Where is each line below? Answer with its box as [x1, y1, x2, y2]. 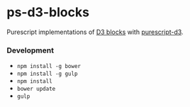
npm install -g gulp [16, 70, 78, 78]
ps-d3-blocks [6, 4, 90, 21]
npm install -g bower [16, 63, 81, 70]
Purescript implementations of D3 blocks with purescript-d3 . [6, 28, 184, 36]
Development [6, 45, 55, 55]
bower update [16, 86, 56, 93]
